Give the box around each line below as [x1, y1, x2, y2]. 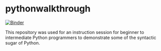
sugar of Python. [5, 39, 41, 45]
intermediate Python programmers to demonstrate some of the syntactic [5, 34, 156, 40]
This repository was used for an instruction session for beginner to [5, 29, 144, 35]
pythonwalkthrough [5, 3, 91, 14]
